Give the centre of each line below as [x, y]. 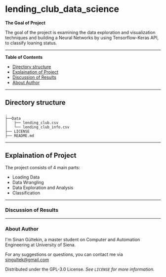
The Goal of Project [25, 23]
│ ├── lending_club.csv [32, 123]
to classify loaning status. [31, 43]
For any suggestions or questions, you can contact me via [64, 254]
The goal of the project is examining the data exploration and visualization [80, 32]
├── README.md [20, 136]
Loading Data [26, 177]
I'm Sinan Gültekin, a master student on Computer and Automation [73, 240]
